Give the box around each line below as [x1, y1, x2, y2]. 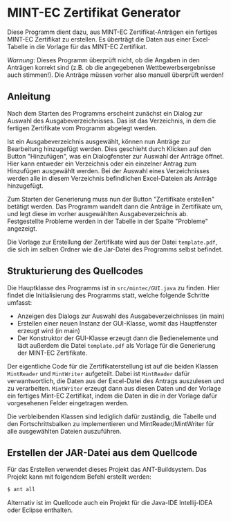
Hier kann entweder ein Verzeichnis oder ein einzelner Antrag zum [7, 159, 197, 168]
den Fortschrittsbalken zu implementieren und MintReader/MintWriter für [7, 419, 214, 427]
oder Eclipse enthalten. [7, 506, 73, 514]
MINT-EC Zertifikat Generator [7, 5, 181, 21]
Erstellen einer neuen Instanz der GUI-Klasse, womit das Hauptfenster [17, 319, 217, 327]
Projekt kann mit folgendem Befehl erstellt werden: [7, 473, 152, 481]
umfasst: [7, 298, 33, 306]
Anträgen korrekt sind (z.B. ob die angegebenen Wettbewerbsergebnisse [7, 63, 216, 71]
